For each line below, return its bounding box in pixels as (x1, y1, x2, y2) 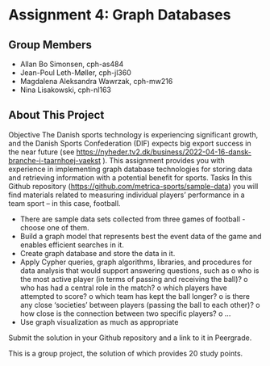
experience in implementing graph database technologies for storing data (8, 164, 252, 174)
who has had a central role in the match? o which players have (19, 283, 228, 292)
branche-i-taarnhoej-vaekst (8, 155, 101, 165)
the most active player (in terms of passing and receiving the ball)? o (19, 274, 248, 284)
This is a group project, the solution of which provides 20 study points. (8, 348, 243, 358)
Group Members (8, 38, 93, 52)
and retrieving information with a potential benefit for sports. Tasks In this (8, 172, 252, 183)
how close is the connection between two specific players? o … (19, 309, 231, 318)
